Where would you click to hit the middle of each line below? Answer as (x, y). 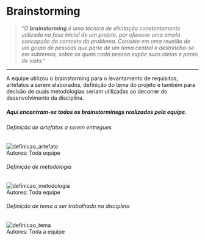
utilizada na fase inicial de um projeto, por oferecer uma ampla (101, 34)
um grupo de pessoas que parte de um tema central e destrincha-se (108, 48)
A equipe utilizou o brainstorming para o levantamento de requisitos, (92, 78)
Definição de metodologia (39, 167)
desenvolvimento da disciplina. (45, 98)
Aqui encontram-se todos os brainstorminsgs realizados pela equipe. (97, 112)
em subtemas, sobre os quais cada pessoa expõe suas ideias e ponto (110, 54)
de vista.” (33, 61)
